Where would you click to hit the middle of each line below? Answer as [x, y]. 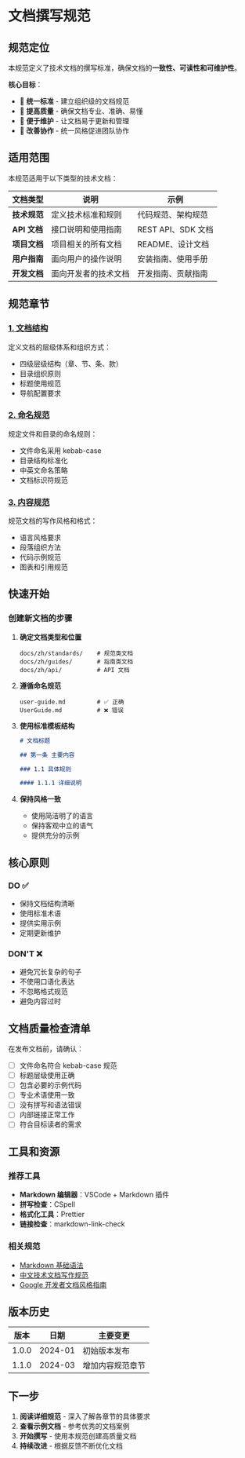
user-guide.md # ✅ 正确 [72, 702]
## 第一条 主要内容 [47, 755]
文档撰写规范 [50, 16]
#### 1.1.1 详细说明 [50, 783]
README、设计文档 [173, 244]
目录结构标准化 [43, 460]
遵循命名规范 [40, 685]
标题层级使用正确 [47, 1076]
